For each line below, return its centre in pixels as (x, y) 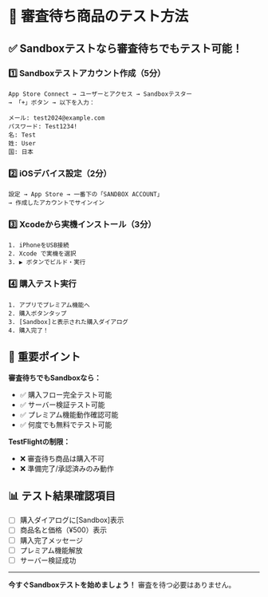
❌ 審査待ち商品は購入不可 (62, 458)
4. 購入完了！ (29, 330)
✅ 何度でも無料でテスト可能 (66, 425)
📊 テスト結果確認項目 (62, 496)
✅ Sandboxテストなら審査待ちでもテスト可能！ (126, 48)
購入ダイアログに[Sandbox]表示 (72, 520)
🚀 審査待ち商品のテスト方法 (99, 16)
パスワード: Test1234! (43, 126)
